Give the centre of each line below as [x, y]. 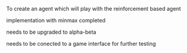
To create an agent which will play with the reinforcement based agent [93, 9]
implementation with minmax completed [56, 20]
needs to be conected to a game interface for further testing [81, 44]
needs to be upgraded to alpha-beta [51, 32]
